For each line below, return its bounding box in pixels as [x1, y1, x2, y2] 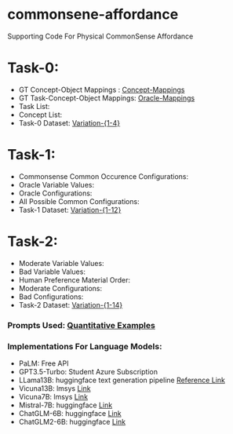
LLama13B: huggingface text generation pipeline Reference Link [18, 375, 225, 385]
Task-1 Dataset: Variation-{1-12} [18, 205, 122, 214]
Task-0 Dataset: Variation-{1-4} [18, 118, 121, 127]
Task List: [18, 101, 50, 111]
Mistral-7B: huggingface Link [18, 400, 113, 410]
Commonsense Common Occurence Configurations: [18, 171, 189, 181]
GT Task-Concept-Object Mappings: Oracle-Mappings [18, 93, 195, 103]
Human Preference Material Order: [18, 275, 131, 284]
